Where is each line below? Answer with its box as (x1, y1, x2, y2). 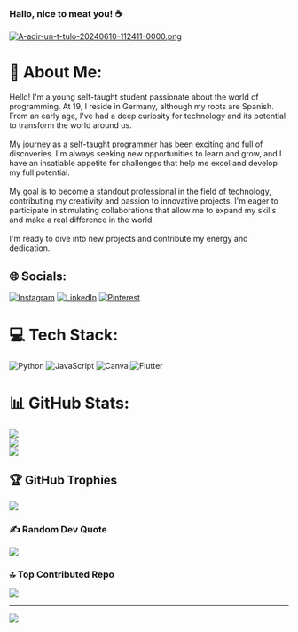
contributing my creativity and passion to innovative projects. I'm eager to (9, 196, 279, 206)
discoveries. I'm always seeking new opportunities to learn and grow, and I (9, 148, 282, 159)
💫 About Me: (9, 62, 103, 83)
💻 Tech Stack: (9, 325, 119, 345)
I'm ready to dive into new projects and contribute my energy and (9, 234, 248, 244)
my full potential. (9, 167, 71, 178)
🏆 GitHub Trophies (9, 473, 118, 488)
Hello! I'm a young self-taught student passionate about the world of (9, 92, 259, 102)
